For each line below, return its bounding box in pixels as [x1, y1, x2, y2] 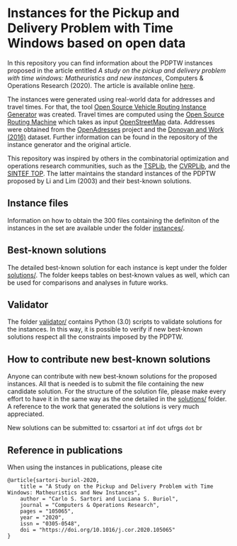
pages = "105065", [20, 508, 74, 515]
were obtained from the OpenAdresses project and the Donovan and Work [7, 125, 224, 133]
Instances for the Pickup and [7, 5, 180, 21]
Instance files [7, 197, 69, 209]
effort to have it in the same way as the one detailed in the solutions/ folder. [7, 395, 227, 403]
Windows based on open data [7, 36, 186, 51]
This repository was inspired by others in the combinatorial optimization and [7, 154, 229, 163]
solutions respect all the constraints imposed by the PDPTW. [7, 332, 184, 342]
